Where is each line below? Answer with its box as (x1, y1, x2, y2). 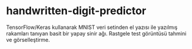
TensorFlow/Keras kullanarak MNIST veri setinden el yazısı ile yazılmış (6, 24, 178, 31)
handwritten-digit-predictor (6, 4, 146, 18)
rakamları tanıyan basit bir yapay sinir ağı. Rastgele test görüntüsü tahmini (6, 30, 187, 37)
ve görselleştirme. (6, 36, 50, 43)
